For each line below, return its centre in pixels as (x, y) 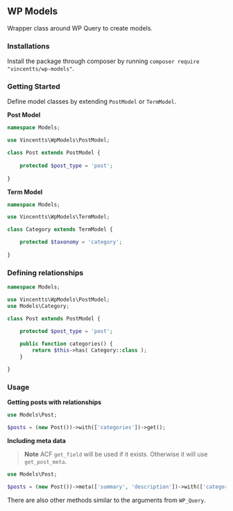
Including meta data (36, 440)
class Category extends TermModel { (60, 229)
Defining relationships (45, 272)
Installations (28, 46)
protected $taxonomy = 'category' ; (71, 242)
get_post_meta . (45, 461)
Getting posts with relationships (54, 402)
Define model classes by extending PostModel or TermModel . (92, 102)
